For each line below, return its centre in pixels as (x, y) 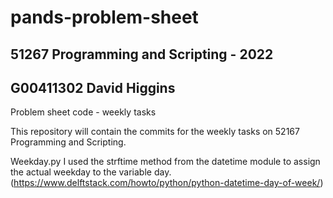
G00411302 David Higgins (93, 87)
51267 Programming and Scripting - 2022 (142, 54)
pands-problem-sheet (104, 17)
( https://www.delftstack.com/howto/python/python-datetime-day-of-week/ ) (167, 183)
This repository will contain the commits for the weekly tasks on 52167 (155, 132)
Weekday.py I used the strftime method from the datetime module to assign (165, 162)
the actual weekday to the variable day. (91, 172)
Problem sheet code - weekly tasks (83, 112)
